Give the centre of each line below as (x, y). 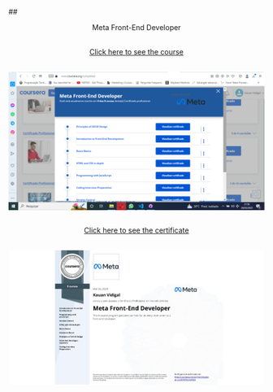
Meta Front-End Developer (136, 27)
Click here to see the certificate (136, 230)
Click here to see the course (136, 52)
